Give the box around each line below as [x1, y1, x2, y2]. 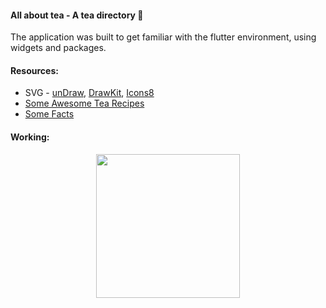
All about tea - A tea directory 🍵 [10, 9, 144, 21]
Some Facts [24, 108, 75, 120]
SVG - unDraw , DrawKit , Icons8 [24, 87, 155, 99]
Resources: [10, 64, 59, 76]
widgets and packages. [10, 42, 107, 54]
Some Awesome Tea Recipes [24, 97, 145, 110]
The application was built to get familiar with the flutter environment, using [10, 31, 317, 43]
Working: [10, 131, 50, 143]
